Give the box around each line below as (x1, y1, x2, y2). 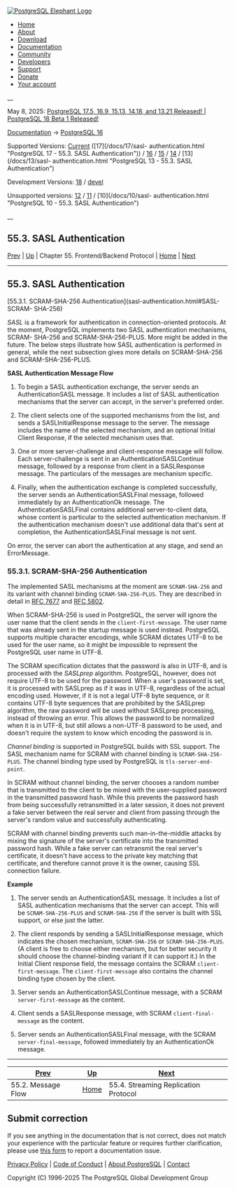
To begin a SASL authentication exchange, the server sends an (17, 383, 199, 391)
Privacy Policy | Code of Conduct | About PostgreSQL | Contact (7, 1160, 190, 1168)
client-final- (173, 1010, 215, 1017)
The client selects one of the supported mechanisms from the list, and (17, 411, 220, 419)
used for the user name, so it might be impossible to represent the (7, 640, 198, 649)
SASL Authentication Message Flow (7, 368, 114, 377)
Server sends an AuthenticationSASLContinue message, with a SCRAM (17, 988, 222, 996)
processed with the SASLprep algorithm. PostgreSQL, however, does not (7, 669, 217, 677)
